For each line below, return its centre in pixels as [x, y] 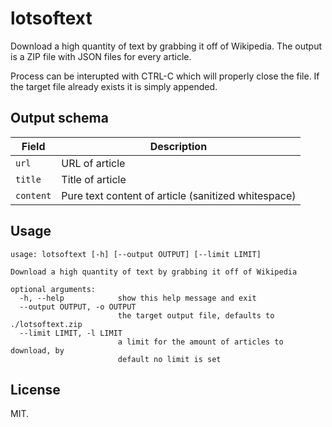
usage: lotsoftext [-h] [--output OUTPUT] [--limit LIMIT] [136, 254]
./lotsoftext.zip [46, 324]
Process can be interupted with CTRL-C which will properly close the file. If [165, 76]
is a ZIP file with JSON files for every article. [101, 56]
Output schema [59, 118]
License [35, 389]
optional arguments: [53, 289]
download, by [37, 350]
